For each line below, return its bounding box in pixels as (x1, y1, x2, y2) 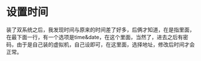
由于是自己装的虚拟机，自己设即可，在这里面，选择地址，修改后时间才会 (16, 41, 195, 48)
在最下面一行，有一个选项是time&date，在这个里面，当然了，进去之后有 (6, 33, 184, 40)
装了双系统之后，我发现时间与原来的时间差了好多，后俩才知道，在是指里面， (6, 26, 195, 33)
